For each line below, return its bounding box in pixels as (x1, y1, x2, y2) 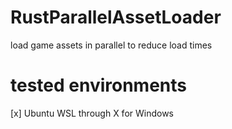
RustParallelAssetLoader (10, 6, 222, 29)
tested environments (10, 74, 188, 97)
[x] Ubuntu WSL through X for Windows (10, 107, 175, 119)
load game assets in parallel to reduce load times (10, 39, 213, 51)
